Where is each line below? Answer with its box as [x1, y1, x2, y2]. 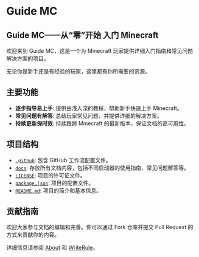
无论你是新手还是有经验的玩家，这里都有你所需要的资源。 [6, 68, 150, 75]
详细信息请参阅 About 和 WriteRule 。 [6, 244, 99, 252]
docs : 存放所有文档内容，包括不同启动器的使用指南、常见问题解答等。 [15, 164, 190, 171]
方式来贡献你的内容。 [6, 231, 60, 238]
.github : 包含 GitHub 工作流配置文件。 [15, 156, 111, 163]
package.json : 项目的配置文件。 [15, 179, 94, 187]
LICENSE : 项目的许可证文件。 [15, 171, 86, 179]
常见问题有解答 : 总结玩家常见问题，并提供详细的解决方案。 [15, 112, 162, 119]
